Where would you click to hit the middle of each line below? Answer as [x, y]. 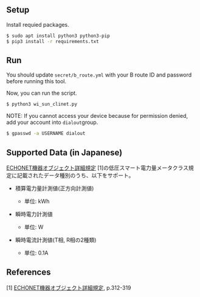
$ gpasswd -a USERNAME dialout [46, 134]
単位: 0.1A [36, 253]
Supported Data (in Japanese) [64, 152]
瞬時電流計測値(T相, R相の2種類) [56, 240]
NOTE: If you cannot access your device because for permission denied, [97, 116]
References [29, 272]
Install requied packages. [38, 24]
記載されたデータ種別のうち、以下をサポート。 [75, 175]
